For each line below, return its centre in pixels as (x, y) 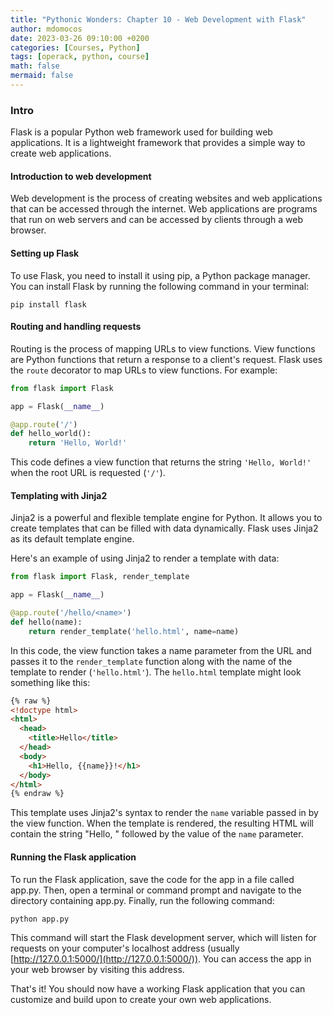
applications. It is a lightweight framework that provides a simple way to (158, 143)
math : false (35, 66)
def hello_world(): (51, 434)
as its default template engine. (72, 539)
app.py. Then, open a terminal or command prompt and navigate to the (156, 890)
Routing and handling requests (76, 327)
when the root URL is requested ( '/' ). (88, 473)
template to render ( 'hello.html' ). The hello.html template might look (156, 672)
